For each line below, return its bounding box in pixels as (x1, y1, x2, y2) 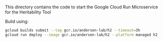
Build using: (5, 19, 29, 24)
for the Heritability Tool (5, 9, 51, 15)
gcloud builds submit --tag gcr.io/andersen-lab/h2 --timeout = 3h (5, 28, 140, 33)
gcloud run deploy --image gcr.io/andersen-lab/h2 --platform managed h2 (5, 32, 158, 37)
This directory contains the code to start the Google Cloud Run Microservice (5, 4, 158, 10)
